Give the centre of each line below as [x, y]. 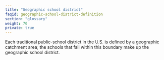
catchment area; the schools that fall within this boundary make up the [77, 47]
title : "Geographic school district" [44, 10]
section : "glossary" [27, 19]
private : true [20, 28]
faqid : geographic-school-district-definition [54, 14]
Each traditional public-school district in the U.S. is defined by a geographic [82, 42]
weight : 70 [16, 23]
